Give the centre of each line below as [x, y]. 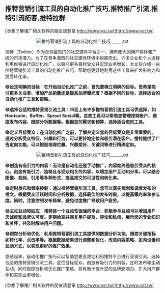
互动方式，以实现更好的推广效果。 [40, 246]
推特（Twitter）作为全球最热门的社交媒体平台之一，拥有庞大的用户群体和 [79, 52]
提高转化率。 [18, 76]
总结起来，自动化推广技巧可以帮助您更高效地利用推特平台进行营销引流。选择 [82, 256]
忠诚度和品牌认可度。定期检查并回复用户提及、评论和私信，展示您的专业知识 [82, 217]
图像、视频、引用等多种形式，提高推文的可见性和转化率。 [63, 177]
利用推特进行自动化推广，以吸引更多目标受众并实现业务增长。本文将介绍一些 [82, 64]
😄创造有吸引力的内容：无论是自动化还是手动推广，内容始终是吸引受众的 [78, 165]
